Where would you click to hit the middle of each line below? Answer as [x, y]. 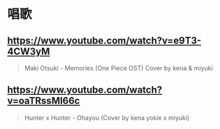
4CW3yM [29, 51]
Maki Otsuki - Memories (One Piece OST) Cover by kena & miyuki [118, 68]
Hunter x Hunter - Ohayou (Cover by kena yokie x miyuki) [107, 117]
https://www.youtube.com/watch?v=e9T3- [104, 40]
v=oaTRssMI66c [44, 101]
